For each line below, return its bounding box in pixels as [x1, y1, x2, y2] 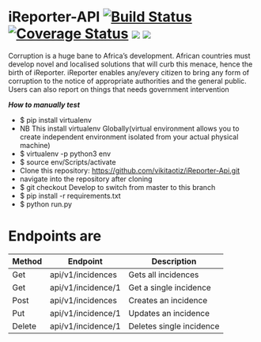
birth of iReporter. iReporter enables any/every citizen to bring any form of [8, 67, 250, 77]
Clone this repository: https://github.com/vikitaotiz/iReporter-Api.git [19, 165, 240, 175]
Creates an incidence [128, 294, 208, 306]
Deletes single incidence [128, 321, 220, 332]
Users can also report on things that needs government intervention [8, 84, 229, 94]
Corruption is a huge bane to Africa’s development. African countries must [8, 51, 251, 60]
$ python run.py [19, 199, 73, 209]
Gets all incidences [128, 269, 199, 280]
